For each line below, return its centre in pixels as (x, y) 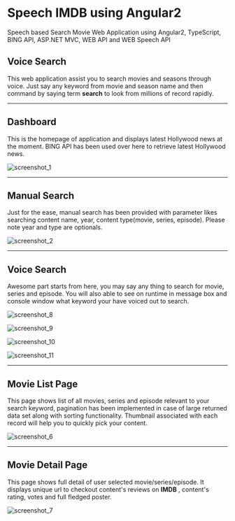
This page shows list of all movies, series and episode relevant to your (108, 401)
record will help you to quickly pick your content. (78, 423)
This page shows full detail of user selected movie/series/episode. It (106, 482)
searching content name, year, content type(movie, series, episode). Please (116, 220)
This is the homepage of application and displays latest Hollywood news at (115, 138)
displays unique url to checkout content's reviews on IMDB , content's (108, 489)
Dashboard (32, 122)
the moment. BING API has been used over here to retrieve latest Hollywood (116, 146)
